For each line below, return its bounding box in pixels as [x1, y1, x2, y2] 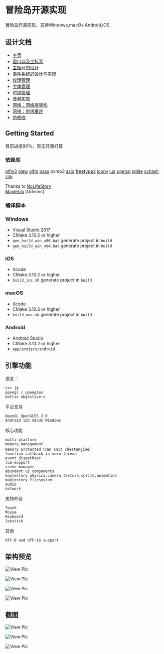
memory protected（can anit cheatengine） [5, 447, 93, 452]
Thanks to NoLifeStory [5, 183, 51, 189]
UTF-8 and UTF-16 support [5, 537, 59, 543]
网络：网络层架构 [12, 102, 48, 108]
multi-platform [5, 437, 37, 442]
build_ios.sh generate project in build [12, 277, 92, 283]
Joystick [5, 519, 23, 523]
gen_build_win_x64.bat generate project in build [12, 243, 112, 249]
